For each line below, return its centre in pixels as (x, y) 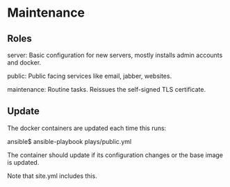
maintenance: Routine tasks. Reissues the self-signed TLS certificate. (107, 89)
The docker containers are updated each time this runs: (87, 128)
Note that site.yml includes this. (52, 176)
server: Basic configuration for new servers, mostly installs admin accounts (115, 55)
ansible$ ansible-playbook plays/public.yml (69, 141)
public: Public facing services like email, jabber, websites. (90, 76)
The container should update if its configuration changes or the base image (115, 155)
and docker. (24, 63)
